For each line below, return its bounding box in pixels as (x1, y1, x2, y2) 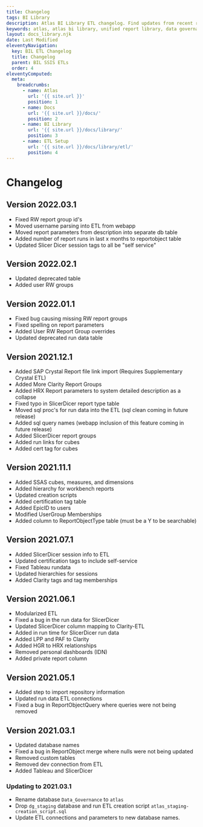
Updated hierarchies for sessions (14, 570, 98, 577)
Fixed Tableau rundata (14, 563, 71, 570)
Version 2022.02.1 (6, 258, 77, 269)
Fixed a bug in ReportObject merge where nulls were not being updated (14, 748, 193, 755)
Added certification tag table (14, 497, 86, 505)
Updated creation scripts (14, 491, 77, 498)
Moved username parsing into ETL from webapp (14, 222, 136, 229)
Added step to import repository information (14, 688, 125, 696)
